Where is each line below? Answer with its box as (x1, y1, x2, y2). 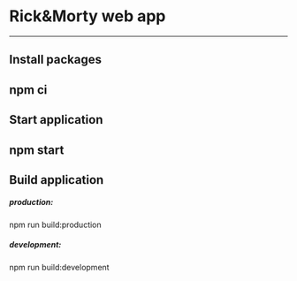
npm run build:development (9, 262, 110, 272)
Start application (9, 112, 103, 127)
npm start (9, 142, 65, 157)
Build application (9, 172, 104, 187)
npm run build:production (9, 219, 102, 230)
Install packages (9, 52, 102, 67)
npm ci (9, 82, 48, 97)
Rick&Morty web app (9, 6, 166, 27)
